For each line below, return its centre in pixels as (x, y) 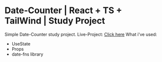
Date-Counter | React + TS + (63, 10)
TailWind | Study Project (55, 21)
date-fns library (27, 54)
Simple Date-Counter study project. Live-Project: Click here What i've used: (81, 34)
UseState (21, 43)
